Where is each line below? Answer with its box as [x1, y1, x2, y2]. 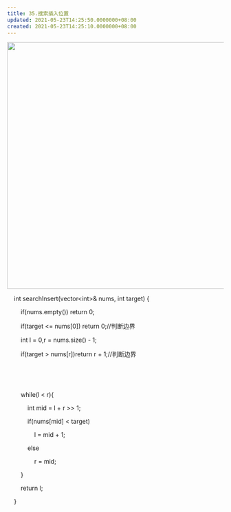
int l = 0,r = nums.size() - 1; [20, 336, 98, 345]
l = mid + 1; [34, 431, 65, 439]
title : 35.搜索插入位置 [7, 10, 69, 17]
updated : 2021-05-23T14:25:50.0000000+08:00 [7, 17, 137, 23]
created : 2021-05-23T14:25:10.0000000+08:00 [7, 23, 137, 30]
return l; [20, 484, 43, 493]
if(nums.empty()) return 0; [20, 308, 95, 316]
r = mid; [34, 458, 56, 466]
